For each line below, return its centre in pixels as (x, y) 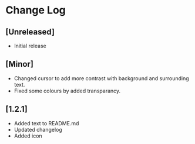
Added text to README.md (46, 123)
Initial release (30, 46)
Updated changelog (38, 129)
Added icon (28, 136)
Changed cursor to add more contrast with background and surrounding (101, 78)
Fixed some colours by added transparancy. (67, 91)
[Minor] (19, 64)
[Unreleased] (30, 32)
